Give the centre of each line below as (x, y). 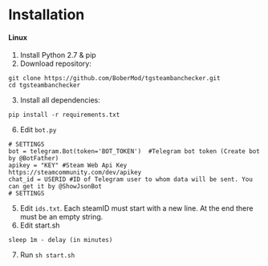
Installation (47, 15)
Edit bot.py (38, 130)
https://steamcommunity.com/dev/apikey (75, 173)
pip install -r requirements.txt (64, 115)
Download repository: (56, 64)
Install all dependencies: (60, 100)
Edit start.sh (40, 225)
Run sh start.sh (47, 255)
